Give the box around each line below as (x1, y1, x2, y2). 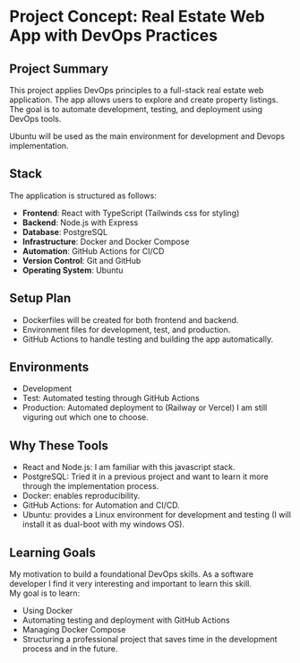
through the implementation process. (21, 481, 159, 492)
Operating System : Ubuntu (21, 265, 124, 275)
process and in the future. (21, 643, 118, 654)
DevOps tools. (9, 114, 62, 124)
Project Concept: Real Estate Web (9, 6, 266, 27)
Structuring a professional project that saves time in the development (21, 634, 278, 645)
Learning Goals (9, 545, 97, 560)
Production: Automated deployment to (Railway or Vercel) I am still (21, 402, 268, 414)
